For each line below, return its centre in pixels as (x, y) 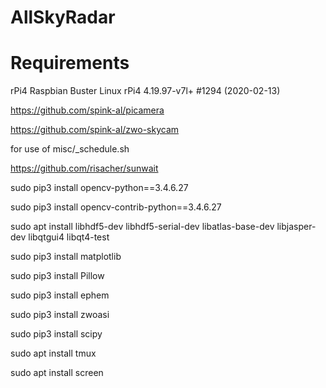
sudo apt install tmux (53, 353)
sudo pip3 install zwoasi (60, 315)
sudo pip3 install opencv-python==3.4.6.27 (99, 188)
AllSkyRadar (63, 17)
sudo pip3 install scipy (56, 334)
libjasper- (296, 227)
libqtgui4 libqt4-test (69, 237)
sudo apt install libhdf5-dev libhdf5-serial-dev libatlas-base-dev (142, 227)
